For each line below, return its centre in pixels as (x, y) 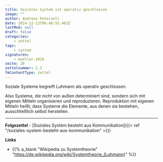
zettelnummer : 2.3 (24, 68)
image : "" (15, 14)
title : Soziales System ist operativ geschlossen (56, 9)
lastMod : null (19, 28)
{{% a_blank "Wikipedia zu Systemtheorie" (55, 149)
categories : (17, 37)
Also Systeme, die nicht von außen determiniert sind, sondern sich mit (75, 96)
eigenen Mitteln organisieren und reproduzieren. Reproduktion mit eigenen (80, 101)
